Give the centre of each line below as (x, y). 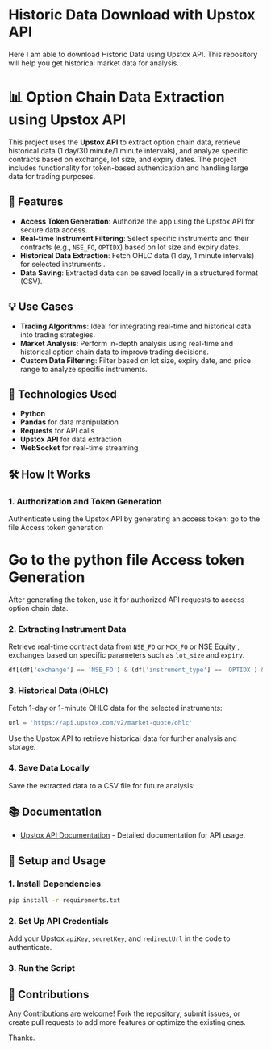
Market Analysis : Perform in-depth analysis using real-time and (127, 343)
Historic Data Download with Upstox (132, 15)
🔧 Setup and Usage (57, 861)
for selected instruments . (63, 264)
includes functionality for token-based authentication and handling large (128, 168)
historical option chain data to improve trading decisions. (115, 352)
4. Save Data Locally (49, 768)
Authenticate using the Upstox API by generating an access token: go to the (134, 519)
